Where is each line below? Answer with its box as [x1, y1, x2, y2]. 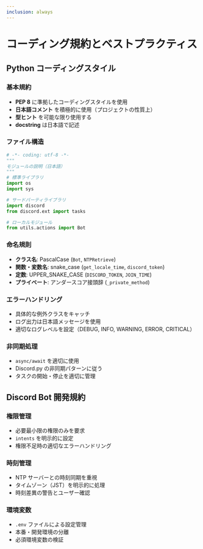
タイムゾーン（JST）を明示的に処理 [15, 481, 105, 489]
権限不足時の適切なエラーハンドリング [15, 442, 112, 449]
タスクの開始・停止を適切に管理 [15, 373, 96, 380]
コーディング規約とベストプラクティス [6, 37, 198, 51]
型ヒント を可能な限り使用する [15, 113, 92, 121]
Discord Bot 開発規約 [6, 392, 86, 403]
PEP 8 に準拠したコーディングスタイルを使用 [15, 98, 128, 106]
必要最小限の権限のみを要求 [15, 426, 85, 434]
